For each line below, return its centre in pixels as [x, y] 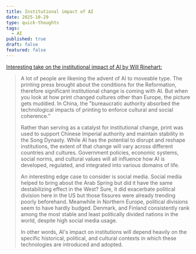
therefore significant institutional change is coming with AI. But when [104, 91]
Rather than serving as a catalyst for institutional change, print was [102, 127]
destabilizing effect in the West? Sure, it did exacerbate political [98, 189]
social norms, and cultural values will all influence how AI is [93, 159]
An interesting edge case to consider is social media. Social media [101, 176]
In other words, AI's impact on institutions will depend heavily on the [104, 232]
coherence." [35, 116]
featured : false [26, 50]
